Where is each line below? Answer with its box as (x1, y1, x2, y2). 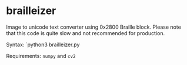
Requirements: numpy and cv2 (6, 52, 76, 59)
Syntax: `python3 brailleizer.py (6, 41, 80, 48)
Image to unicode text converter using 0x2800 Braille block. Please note (6, 23, 181, 30)
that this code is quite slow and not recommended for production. (6, 29, 165, 36)
